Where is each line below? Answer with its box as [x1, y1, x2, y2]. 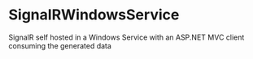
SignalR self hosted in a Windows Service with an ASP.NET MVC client [8, 32, 245, 42]
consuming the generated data [8, 40, 112, 50]
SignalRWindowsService [8, 6, 180, 24]
